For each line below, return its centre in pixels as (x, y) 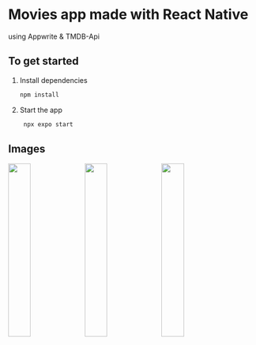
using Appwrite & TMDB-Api (54, 36)
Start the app (41, 110)
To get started (43, 61)
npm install (39, 95)
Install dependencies (54, 80)
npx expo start (48, 124)
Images (27, 149)
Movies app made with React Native (128, 15)
